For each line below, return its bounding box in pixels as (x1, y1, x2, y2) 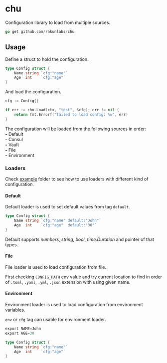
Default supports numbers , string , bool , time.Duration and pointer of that (5, 236, 155, 242)
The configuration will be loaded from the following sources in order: (5, 126, 146, 132)
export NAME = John (5, 326, 41, 332)
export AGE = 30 (5, 331, 35, 336)
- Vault (5, 142, 19, 148)
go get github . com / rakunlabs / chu (5, 29, 75, 34)
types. (5, 241, 18, 247)
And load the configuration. (5, 89, 61, 95)
